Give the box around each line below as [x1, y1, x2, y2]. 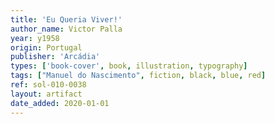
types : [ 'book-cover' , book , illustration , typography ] [10, 61, 248, 71]
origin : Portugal [10, 42, 83, 53]
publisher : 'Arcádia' [10, 52, 101, 62]
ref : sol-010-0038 [10, 80, 87, 90]
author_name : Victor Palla [10, 24, 123, 34]
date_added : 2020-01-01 [10, 98, 110, 108]
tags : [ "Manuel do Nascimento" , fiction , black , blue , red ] [10, 71, 267, 81]
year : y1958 [10, 33, 60, 43]
